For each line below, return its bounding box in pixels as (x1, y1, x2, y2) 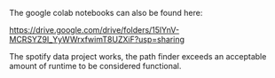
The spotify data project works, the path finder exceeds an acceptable (9, 51, 267, 61)
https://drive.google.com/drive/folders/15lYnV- (9, 25, 180, 35)
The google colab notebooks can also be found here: (9, 8, 203, 18)
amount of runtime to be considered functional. (9, 61, 182, 71)
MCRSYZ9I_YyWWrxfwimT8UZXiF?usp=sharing (9, 35, 185, 44)
